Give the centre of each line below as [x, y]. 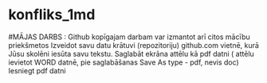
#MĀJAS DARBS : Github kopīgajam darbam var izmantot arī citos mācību [130, 37]
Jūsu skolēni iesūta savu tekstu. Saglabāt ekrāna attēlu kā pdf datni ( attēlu [132, 53]
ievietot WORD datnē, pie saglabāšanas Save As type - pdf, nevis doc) [124, 62]
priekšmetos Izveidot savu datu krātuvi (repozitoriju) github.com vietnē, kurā [133, 45]
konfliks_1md [52, 15]
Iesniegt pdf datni [37, 70]
